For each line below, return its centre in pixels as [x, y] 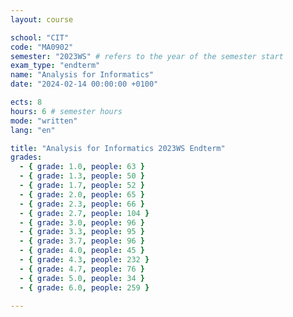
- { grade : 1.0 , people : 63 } [82, 167]
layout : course [42, 19]
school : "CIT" [40, 37]
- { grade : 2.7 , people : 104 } [84, 213]
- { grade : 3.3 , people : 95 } [82, 232]
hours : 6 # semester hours [66, 111]
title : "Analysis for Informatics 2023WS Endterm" [118, 148]
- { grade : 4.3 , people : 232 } [84, 260]
